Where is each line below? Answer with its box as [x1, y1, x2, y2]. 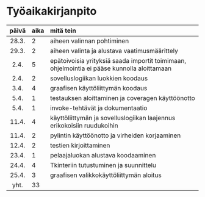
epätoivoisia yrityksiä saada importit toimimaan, [49, 56, 187, 65]
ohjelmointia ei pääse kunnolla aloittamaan [49, 64, 172, 73]
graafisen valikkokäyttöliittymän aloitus [49, 171, 162, 179]
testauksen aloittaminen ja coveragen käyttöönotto [49, 93, 195, 102]
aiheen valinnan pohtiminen [49, 37, 129, 45]
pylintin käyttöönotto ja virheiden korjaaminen [49, 131, 181, 140]
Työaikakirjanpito [6, 4, 97, 18]
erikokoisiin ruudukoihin [49, 121, 118, 129]
